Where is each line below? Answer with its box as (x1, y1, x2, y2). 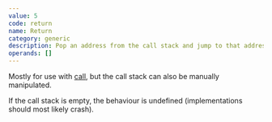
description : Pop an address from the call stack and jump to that (8, 42, 241, 50)
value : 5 (8, 11, 38, 20)
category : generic (8, 34, 70, 43)
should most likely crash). (8, 104, 95, 114)
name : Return (8, 27, 53, 35)
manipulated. (8, 80, 53, 90)
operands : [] (8, 49, 53, 57)
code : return (8, 19, 53, 27)
